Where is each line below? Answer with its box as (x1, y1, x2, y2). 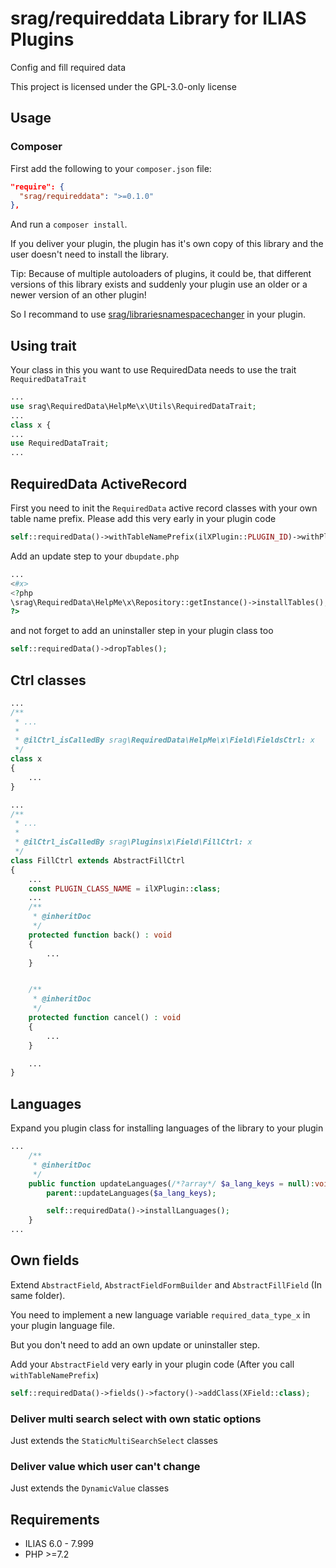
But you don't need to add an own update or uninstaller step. (10, 1338, 261, 1351)
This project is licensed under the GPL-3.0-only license (10, 80, 237, 92)
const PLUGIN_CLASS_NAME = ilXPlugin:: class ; (28, 883, 222, 894)
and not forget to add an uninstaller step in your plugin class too (10, 625, 274, 637)
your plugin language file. (10, 1319, 115, 1331)
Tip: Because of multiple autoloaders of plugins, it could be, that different (10, 268, 312, 280)
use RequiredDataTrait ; (10, 438, 110, 449)
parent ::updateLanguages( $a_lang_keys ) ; (46, 1188, 217, 1198)
